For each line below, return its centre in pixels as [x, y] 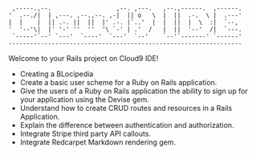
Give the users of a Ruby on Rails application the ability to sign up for [134, 91]
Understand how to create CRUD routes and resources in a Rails [126, 108]
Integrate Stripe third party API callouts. [85, 134]
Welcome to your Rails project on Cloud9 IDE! [83, 58]
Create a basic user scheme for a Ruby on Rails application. [118, 82]
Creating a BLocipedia [57, 74]
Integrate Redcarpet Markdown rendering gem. [98, 142]
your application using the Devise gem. [85, 100]
